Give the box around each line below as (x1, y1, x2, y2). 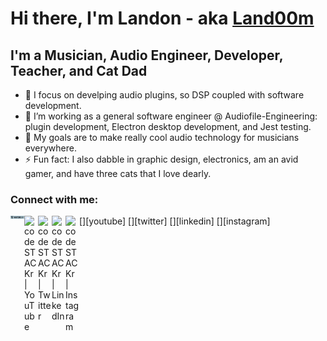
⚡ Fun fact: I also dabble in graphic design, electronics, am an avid (24, 153, 299, 165)
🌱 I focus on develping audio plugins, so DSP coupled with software (24, 89, 305, 101)
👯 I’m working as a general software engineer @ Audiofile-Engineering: (24, 110, 318, 122)
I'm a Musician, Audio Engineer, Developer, (10, 47, 283, 64)
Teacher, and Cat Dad (10, 62, 148, 79)
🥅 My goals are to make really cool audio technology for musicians (24, 132, 300, 143)
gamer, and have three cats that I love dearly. (24, 168, 212, 179)
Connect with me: (10, 192, 99, 206)
